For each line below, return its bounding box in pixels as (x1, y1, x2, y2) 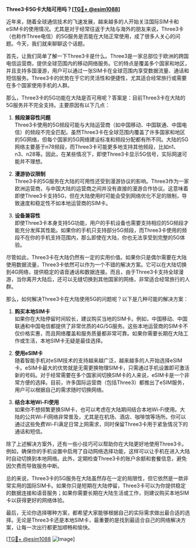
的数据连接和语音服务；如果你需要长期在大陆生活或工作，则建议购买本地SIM (6, 489, 190, 496)
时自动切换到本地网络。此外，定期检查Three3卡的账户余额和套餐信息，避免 (6, 455, 187, 462)
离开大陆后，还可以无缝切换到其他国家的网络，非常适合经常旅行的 (26, 276, 185, 283)
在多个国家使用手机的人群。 (6, 82, 73, 88)
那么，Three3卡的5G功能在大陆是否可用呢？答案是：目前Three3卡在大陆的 (6, 94, 185, 101)
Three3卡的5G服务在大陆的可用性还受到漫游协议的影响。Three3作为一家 (14, 178, 190, 184)
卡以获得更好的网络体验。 (6, 497, 68, 504)
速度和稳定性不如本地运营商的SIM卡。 (19, 200, 111, 207)
